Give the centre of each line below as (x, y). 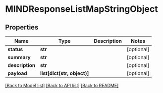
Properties (22, 27)
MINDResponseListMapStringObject (81, 9)
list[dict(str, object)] (64, 73)
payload (17, 73)
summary (19, 57)
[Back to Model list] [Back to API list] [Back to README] (62, 85)
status (15, 49)
